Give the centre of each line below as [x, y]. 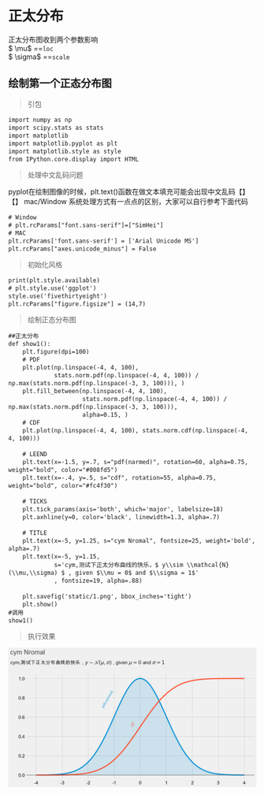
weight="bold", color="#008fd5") [63, 469]
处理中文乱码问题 [55, 175]
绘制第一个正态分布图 [60, 83]
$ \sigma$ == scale [39, 57]
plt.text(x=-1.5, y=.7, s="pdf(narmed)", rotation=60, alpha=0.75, [135, 462]
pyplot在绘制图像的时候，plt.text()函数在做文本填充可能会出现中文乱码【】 [129, 191]
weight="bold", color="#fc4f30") [63, 485]
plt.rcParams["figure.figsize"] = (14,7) [77, 304]
